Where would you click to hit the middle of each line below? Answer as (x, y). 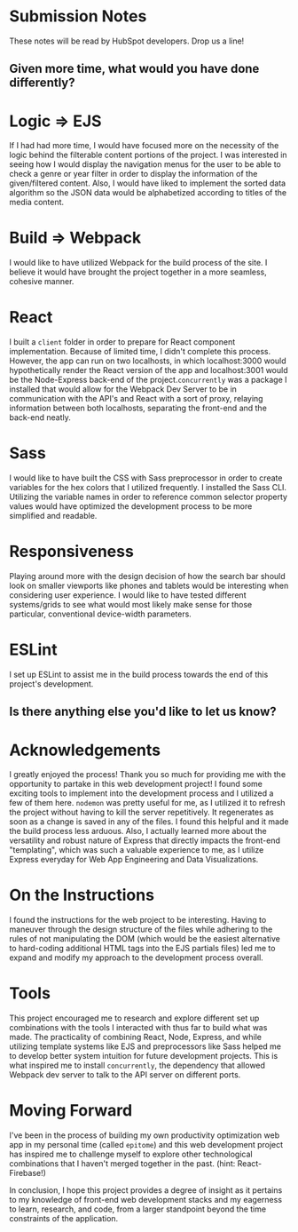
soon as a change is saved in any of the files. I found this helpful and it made (149, 822)
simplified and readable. (53, 516)
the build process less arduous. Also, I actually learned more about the (138, 831)
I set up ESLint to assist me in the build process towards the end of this (139, 674)
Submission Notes (78, 16)
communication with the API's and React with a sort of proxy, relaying (136, 399)
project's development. (51, 684)
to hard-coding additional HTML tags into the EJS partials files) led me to (142, 949)
